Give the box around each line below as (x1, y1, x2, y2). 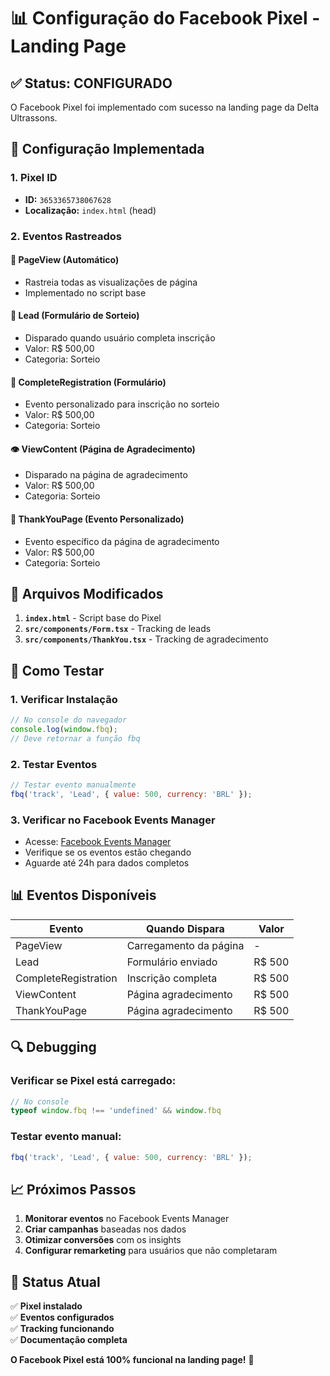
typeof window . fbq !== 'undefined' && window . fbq (10, 1106, 222, 1116)
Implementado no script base (24, 286, 147, 299)
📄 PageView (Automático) (10, 254, 120, 266)
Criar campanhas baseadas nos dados (24, 1223, 187, 1235)
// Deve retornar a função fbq (10, 733, 141, 744)
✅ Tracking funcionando (10, 1323, 115, 1335)
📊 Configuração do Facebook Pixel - (10, 7, 321, 30)
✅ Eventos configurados (10, 1311, 115, 1324)
